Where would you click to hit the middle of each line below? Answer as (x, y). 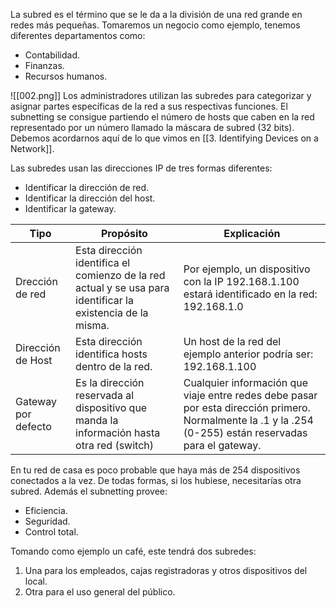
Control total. (51, 532)
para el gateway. (222, 445)
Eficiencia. (46, 510)
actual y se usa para (122, 287)
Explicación (252, 233)
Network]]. (32, 148)
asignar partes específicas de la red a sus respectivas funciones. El (149, 106)
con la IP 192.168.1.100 (241, 281)
